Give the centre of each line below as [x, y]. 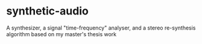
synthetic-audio [47, 11]
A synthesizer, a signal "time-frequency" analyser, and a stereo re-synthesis [101, 28]
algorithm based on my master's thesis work [62, 34]
